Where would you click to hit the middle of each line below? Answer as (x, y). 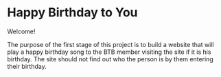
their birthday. (27, 66)
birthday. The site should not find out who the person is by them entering (110, 59)
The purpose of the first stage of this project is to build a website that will (110, 44)
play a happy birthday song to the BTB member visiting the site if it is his (109, 52)
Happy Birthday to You (72, 13)
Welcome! (21, 31)
